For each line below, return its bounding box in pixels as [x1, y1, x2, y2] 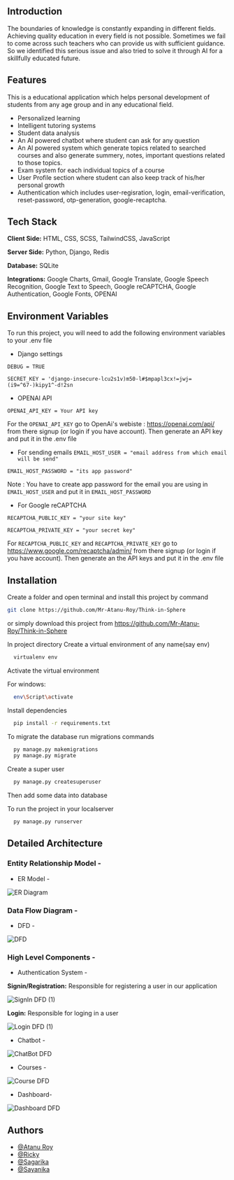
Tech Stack [7, 216, 57, 228]
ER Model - [17, 874, 50, 883]
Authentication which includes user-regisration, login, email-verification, [17, 188, 226, 197]
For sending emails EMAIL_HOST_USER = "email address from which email [17, 448, 227, 457]
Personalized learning [17, 113, 80, 122]
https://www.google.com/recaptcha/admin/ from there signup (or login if [7, 547, 217, 555]
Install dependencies [7, 706, 68, 715]
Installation [7, 574, 57, 587]
